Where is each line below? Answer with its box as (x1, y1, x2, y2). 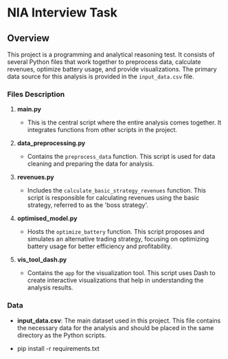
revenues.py (16, 173, 55, 182)
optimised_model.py (16, 215, 78, 223)
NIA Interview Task (7, 5, 118, 21)
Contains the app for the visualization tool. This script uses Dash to (27, 269, 216, 277)
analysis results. (27, 283, 73, 292)
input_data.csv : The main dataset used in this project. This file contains (16, 316, 221, 325)
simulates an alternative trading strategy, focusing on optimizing (27, 235, 209, 243)
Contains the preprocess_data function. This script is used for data (27, 153, 216, 161)
